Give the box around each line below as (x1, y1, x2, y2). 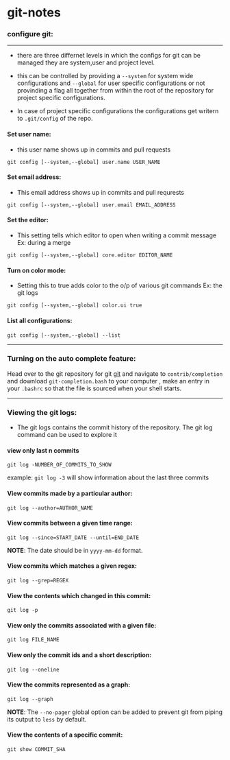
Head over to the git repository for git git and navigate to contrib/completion (7, 369, 223, 378)
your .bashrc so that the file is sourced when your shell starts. (7, 384, 182, 392)
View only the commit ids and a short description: (7, 650, 152, 659)
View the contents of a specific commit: (7, 731, 123, 739)
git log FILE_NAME (7, 637, 60, 643)
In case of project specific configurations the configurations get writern (16, 107, 219, 115)
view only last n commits (7, 446, 79, 454)
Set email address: (7, 173, 62, 181)
